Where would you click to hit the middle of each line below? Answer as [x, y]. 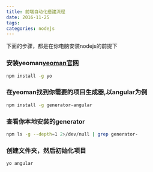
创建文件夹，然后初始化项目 [46, 150]
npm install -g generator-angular [49, 105]
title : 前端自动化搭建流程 [36, 12]
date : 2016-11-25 [28, 17]
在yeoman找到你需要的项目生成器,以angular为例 [77, 92]
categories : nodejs [31, 28]
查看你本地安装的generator [46, 121]
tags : [13, 23]
